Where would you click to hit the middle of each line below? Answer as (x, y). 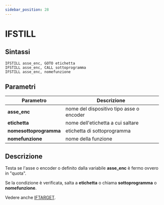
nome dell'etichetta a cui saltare (102, 123)
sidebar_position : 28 (27, 10)
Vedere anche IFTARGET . (31, 198)
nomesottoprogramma (34, 131)
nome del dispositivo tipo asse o (102, 109)
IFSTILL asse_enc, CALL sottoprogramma (46, 67)
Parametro (34, 101)
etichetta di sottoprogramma (98, 131)
